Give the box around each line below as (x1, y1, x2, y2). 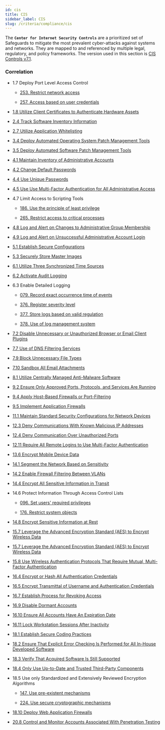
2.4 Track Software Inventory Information (12, 118, 97, 124)
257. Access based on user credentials (19, 99, 99, 105)
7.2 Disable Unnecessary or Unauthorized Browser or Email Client (12, 330, 147, 336)
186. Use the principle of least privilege (19, 205, 100, 211)
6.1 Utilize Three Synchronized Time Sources (12, 263, 104, 269)
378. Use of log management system (19, 320, 95, 326)
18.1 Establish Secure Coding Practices (12, 631, 92, 637)
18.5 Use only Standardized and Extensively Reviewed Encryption (12, 675, 147, 681)
